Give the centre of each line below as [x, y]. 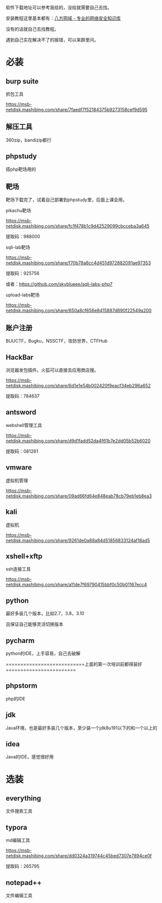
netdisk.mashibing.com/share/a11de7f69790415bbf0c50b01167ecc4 [76, 585]
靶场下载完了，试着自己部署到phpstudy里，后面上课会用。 [67, 200]
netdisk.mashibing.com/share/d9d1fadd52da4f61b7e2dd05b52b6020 [78, 441]
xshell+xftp [24, 556]
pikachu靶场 [19, 211]
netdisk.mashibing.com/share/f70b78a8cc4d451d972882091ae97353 [78, 263]
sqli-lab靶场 [18, 247]
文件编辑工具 [19, 895]
